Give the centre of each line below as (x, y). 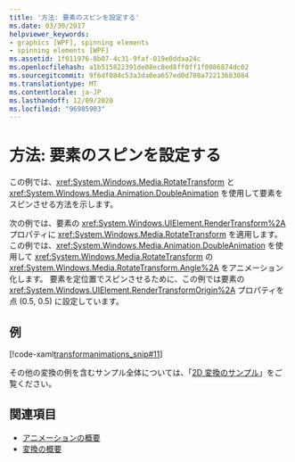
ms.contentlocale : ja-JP (55, 92)
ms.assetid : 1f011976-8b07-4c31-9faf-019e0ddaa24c (105, 59)
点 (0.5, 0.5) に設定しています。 (67, 301)
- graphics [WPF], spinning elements (79, 42)
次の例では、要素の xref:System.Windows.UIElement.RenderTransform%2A (147, 223)
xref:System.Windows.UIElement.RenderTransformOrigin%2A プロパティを (147, 290)
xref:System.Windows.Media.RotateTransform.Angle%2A (115, 268)
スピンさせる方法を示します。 (64, 204)
